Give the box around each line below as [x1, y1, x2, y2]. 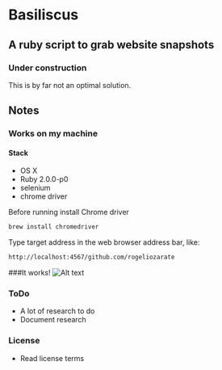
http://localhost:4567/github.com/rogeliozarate [8, 253, 175, 262]
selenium [19, 183, 51, 193]
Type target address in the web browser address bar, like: [8, 238, 200, 247]
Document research [19, 315, 86, 325]
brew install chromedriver [8, 223, 99, 231]
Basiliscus [8, 6, 79, 24]
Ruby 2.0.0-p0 [19, 174, 69, 184]
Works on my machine [8, 128, 98, 139]
